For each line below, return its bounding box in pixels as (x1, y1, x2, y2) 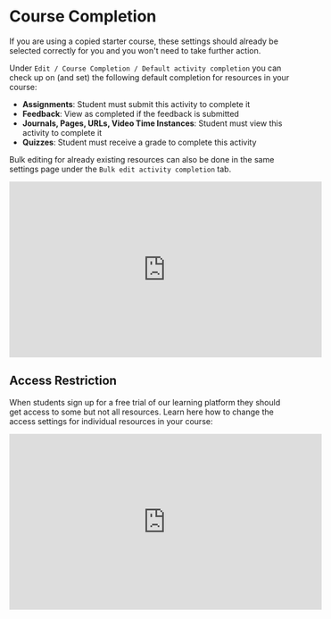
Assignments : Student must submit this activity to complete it (21, 98, 251, 109)
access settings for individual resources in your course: (9, 415, 213, 426)
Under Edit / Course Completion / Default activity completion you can (9, 63, 282, 73)
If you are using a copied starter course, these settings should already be (9, 36, 279, 46)
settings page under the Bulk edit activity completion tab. (9, 163, 232, 174)
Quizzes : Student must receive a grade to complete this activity (21, 137, 257, 147)
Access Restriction (9, 373, 118, 389)
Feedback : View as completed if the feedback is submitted (21, 108, 239, 119)
